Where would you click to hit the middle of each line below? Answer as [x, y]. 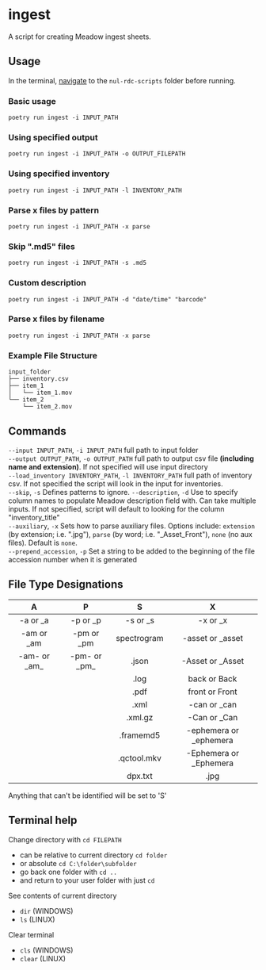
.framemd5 [140, 735]
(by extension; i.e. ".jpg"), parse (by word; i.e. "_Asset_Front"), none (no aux [131, 534]
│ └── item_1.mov [40, 393]
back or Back [213, 678]
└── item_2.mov [47, 407]
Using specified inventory [59, 174]
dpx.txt [139, 776]
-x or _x [213, 620]
